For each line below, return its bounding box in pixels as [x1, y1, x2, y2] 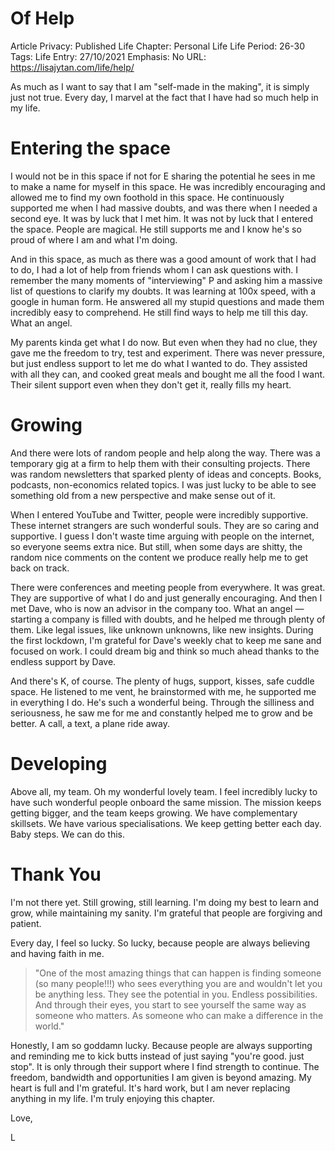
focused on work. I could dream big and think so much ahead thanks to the [10, 645, 320, 657]
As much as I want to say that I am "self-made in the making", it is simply [10, 80, 310, 92]
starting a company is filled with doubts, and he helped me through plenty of [10, 613, 326, 625]
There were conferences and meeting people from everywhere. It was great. [10, 581, 326, 593]
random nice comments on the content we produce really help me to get [10, 551, 308, 563]
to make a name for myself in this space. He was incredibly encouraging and [10, 180, 326, 192]
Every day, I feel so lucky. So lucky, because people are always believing [10, 937, 310, 949]
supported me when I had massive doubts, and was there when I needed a [10, 202, 318, 214]
